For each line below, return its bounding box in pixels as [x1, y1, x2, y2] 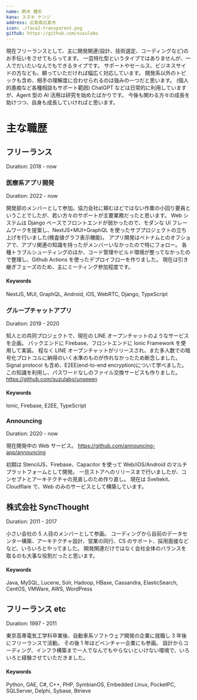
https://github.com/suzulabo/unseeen [6, 375, 98, 383]
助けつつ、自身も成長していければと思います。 [6, 99, 118, 106]
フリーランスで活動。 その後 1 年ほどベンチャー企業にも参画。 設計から [11, 639, 184, 646]
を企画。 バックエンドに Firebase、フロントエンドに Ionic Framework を [6, 339, 181, 346]
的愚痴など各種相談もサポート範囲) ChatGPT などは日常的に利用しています [6, 84, 186, 91]
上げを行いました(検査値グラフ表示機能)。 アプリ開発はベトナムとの [6, 234, 171, 241]
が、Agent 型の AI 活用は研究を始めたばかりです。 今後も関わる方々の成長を [6, 92, 191, 99]
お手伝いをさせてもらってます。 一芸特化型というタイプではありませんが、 [6, 55, 186, 62]
